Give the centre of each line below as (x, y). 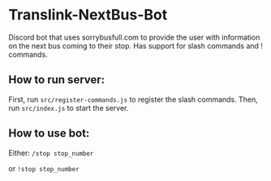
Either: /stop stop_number (51, 153)
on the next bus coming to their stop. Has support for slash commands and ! (136, 45)
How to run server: (57, 80)
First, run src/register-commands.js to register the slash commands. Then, (133, 99)
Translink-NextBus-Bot (88, 15)
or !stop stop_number (44, 168)
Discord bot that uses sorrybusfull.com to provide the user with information (134, 37)
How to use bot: (49, 134)
